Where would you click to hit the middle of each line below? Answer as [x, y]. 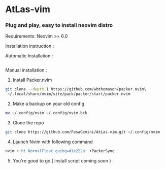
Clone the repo [28, 123]
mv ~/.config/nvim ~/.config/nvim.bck [46, 113]
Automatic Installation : [29, 56]
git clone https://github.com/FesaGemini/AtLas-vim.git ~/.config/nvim [82, 132]
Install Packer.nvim [32, 80]
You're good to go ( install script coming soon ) [62, 160]
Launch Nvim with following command [53, 142]
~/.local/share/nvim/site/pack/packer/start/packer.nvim [69, 94]
